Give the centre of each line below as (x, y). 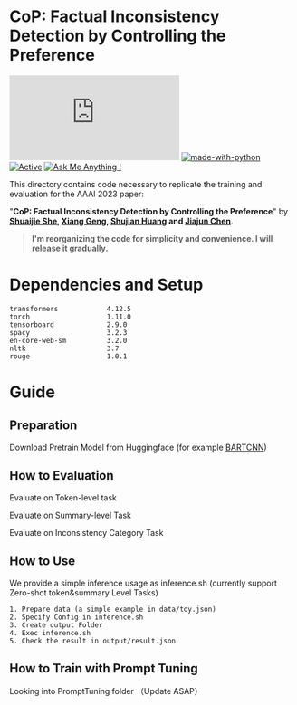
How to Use (43, 562)
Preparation (43, 426)
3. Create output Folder (56, 625)
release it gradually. (70, 248)
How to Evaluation (62, 476)
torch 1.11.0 (70, 317)
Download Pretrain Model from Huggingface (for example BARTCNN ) (138, 447)
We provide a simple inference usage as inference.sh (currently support (144, 583)
